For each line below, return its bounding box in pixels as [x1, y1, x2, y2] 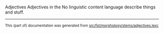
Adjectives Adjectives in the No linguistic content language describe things [5, 4, 156, 10]
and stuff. [5, 9, 24, 15]
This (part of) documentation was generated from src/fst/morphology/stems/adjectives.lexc [5, 23, 159, 28]
